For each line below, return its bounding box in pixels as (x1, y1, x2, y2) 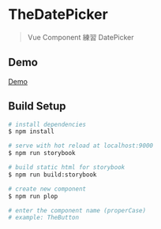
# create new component (8, 185, 87, 193)
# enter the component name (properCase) (8, 206, 147, 214)
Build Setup (8, 100, 66, 113)
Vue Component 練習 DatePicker (27, 32, 134, 42)
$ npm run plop (8, 192, 58, 200)
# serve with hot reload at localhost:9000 (8, 142, 154, 150)
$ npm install (8, 127, 55, 135)
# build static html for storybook (8, 164, 125, 172)
